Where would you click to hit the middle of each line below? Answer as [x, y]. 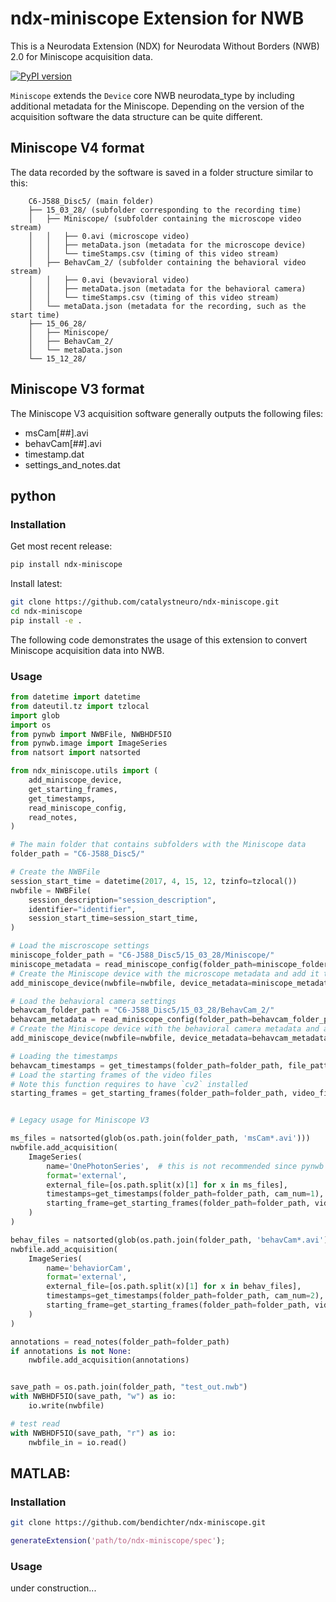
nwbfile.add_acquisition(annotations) [109, 1360]
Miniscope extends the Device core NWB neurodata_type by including [152, 95]
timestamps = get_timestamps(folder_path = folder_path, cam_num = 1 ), [185, 1194]
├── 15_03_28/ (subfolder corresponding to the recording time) [165, 210]
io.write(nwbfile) [66, 1406]
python [33, 495]
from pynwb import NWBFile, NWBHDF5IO [91, 734]
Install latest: [36, 584]
